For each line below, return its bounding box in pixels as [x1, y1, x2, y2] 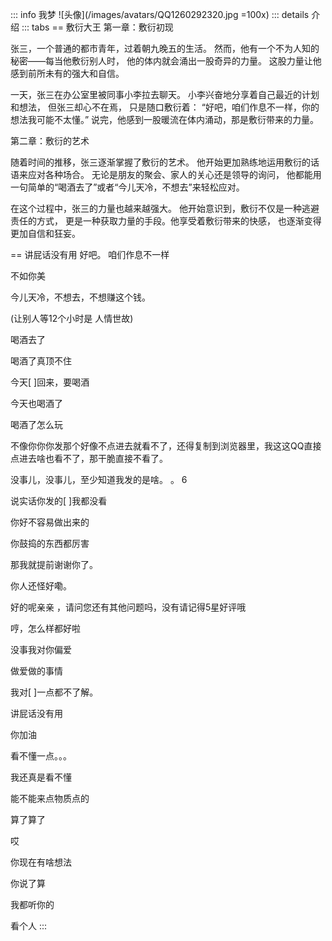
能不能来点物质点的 [10, 793, 90, 804]
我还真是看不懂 [10, 771, 72, 783]
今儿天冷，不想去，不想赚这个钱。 [10, 291, 151, 303]
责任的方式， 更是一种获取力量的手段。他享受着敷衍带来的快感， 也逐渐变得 [10, 215, 322, 227]
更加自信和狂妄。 [10, 228, 81, 239]
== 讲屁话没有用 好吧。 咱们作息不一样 [10, 249, 170, 260]
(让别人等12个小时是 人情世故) [10, 313, 134, 324]
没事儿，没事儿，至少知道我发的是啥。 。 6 [10, 474, 188, 485]
